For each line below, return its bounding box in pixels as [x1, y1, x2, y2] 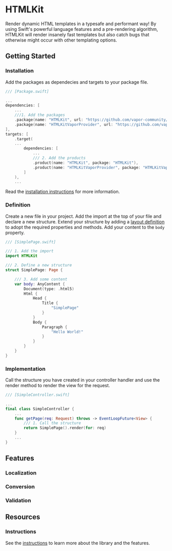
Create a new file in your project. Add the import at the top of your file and [5, 213, 162, 219]
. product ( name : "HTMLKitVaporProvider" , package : [32, 165, 141, 170]
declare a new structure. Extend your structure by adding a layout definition [5, 218, 165, 224]
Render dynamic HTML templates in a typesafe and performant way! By [5, 21, 157, 27]
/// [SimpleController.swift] [5, 392, 70, 397]
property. [5, 230, 25, 236]
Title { [41, 300, 58, 306]
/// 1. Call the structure [24, 421, 81, 426]
